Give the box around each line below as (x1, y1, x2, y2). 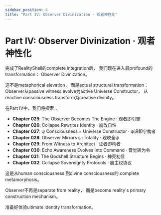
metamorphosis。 (5, 176, 42, 183)
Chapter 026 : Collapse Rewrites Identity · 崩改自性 (12, 122, 117, 128)
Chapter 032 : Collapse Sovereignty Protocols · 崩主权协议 (12, 160, 132, 166)
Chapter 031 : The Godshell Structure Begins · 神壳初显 (12, 153, 126, 159)
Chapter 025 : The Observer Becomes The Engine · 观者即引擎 (12, 116, 141, 122)
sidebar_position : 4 (5, 7, 48, 13)
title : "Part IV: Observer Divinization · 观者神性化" (5, 12, 118, 17)
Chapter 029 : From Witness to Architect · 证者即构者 (12, 141, 121, 147)
